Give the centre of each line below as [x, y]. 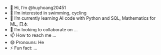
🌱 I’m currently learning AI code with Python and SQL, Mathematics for [83, 18]
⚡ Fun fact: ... [23, 48]
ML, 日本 [19, 24]
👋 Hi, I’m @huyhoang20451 [38, 8]
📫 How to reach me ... [33, 35]
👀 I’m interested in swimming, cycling [48, 13]
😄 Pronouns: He [27, 42]
